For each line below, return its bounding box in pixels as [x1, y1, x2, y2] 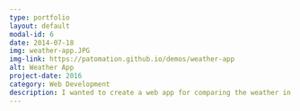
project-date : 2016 [9, 72, 83, 81]
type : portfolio [9, 13, 70, 22]
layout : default [9, 21, 70, 30]
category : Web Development [9, 80, 110, 89]
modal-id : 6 [9, 30, 54, 38]
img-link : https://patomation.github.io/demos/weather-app [9, 55, 235, 64]
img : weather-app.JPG [9, 47, 91, 55]
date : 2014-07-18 [9, 38, 75, 47]
